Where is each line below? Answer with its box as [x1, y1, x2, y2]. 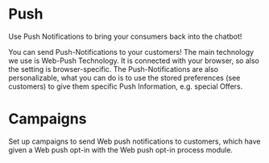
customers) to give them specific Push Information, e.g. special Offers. [8, 81, 243, 91]
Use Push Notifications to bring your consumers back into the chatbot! [8, 31, 242, 41]
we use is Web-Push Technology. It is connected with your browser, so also [8, 56, 259, 65]
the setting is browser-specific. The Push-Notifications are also [8, 64, 219, 73]
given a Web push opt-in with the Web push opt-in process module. [8, 144, 234, 154]
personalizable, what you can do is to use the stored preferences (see [8, 73, 241, 82]
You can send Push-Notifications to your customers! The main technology [8, 47, 255, 56]
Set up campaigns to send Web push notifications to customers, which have [8, 136, 261, 146]
